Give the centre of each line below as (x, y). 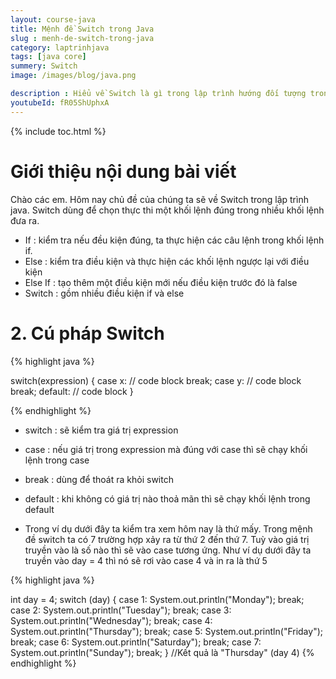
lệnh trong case (57, 460)
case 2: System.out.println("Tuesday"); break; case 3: (121, 610)
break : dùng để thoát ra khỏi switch (99, 479)
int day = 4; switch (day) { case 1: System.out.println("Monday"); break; (157, 599)
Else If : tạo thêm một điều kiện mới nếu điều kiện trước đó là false (161, 282)
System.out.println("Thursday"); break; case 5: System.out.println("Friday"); (167, 631)
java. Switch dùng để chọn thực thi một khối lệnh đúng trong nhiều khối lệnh (167, 210)
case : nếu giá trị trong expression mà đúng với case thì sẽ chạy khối (166, 449)
